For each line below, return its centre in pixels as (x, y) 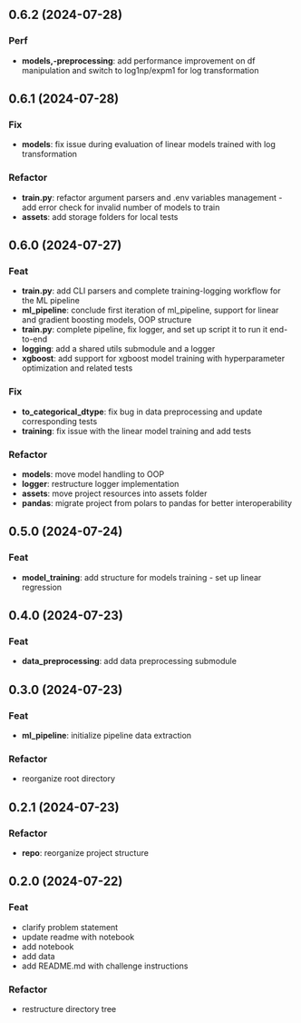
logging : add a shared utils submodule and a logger (118, 349)
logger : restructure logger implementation (100, 483)
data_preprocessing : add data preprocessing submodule (129, 661)
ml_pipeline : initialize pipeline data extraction (107, 736)
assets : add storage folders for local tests (100, 216)
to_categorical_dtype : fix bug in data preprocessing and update (142, 412)
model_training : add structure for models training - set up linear (141, 577)
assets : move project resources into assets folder (114, 493)
